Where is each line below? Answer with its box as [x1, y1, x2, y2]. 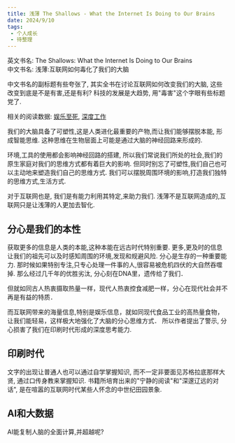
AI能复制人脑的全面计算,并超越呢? [7, 428, 104, 436]
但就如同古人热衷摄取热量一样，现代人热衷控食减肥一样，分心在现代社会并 [7, 284, 222, 293]
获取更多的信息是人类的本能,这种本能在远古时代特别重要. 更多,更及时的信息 [7, 243, 223, 251]
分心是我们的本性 [7, 223, 81, 235]
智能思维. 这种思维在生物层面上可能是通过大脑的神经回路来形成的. [13, 136, 203, 144]
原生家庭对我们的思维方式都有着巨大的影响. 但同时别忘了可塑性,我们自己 [7, 160, 215, 168]
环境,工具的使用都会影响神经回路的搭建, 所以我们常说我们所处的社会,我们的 [7, 151, 223, 160]
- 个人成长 [10, 29, 38, 37]
